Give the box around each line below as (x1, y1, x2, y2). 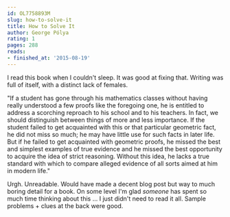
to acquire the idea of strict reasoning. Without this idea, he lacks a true (7, 152, 209, 160)
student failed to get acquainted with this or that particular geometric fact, (7, 123, 216, 131)
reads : (7, 49, 26, 55)
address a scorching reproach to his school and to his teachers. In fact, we (7, 108, 218, 116)
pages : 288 (7, 42, 38, 49)
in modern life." (7, 166, 50, 175)
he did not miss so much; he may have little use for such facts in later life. (7, 130, 215, 138)
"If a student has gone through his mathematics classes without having (7, 94, 208, 102)
